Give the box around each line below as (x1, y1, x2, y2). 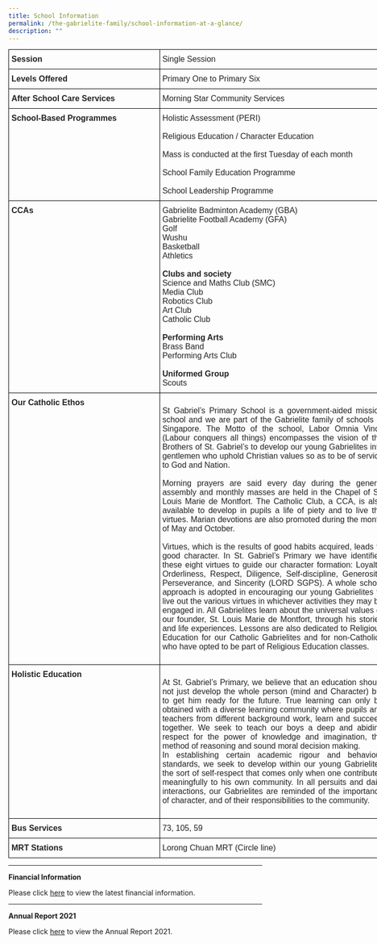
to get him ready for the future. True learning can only (162, 695, 371, 706)
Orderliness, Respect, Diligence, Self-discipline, (162, 570, 338, 579)
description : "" (8, 27, 63, 35)
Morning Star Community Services (162, 94, 285, 103)
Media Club (162, 287, 204, 297)
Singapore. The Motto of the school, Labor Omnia (162, 424, 359, 434)
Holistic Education (11, 670, 82, 679)
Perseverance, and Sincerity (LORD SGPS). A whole (162, 579, 357, 588)
